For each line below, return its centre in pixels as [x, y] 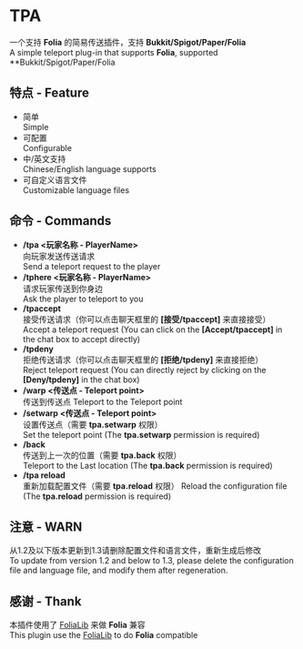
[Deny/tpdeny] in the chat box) [81, 380]
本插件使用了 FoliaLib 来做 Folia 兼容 [77, 625]
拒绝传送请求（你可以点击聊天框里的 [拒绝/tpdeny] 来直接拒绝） [143, 360]
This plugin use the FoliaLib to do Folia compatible [104, 635]
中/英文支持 [44, 158]
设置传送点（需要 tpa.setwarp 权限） [92, 424]
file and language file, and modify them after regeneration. [119, 571]
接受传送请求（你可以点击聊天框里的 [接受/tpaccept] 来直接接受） [146, 319]
